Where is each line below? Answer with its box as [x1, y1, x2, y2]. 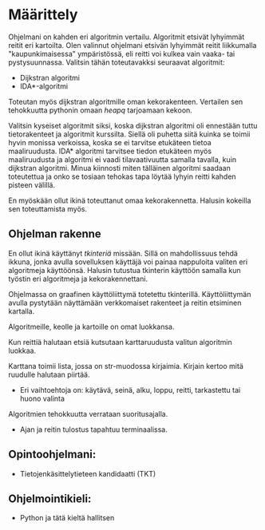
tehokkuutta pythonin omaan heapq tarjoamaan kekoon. [8, 105, 193, 115]
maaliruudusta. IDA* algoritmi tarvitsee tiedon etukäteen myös [8, 146, 212, 156]
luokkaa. [8, 346, 37, 355]
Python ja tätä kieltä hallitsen [19, 513, 115, 523]
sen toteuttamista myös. [8, 204, 88, 213]
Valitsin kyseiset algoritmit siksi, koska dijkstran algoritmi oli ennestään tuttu [8, 121, 258, 130]
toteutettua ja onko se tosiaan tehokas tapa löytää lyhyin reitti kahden [8, 172, 237, 181]
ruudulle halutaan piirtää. [8, 370, 90, 379]
